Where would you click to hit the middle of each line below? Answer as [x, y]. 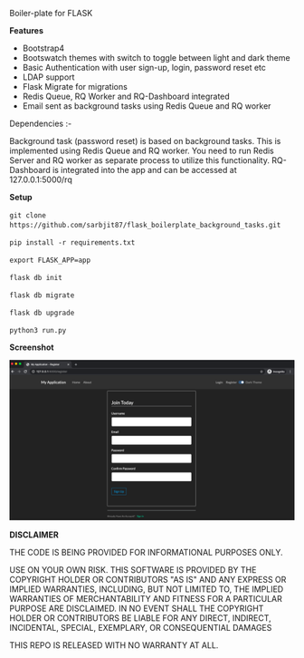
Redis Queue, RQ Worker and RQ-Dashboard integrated [126, 96]
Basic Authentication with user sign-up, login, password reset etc [144, 68]
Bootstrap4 [43, 48]
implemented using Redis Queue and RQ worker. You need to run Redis [142, 150]
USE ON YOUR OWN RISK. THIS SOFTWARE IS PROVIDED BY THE [133, 569]
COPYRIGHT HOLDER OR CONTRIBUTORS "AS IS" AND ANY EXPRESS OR [148, 579]
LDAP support [48, 77]
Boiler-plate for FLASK [51, 13]
